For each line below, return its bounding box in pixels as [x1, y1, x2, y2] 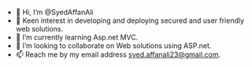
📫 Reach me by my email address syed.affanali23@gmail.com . [15, 50, 221, 59]
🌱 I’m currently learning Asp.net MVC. [15, 32, 139, 42]
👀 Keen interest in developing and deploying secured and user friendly [15, 16, 245, 25]
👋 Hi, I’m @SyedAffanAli [15, 8, 94, 17]
